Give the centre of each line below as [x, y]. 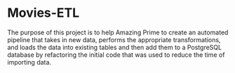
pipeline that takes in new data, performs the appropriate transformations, [114, 39]
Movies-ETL [43, 13]
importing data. [29, 62]
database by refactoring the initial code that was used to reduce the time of [116, 55]
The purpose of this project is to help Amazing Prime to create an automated [118, 32]
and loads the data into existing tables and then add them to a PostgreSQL [115, 47]
